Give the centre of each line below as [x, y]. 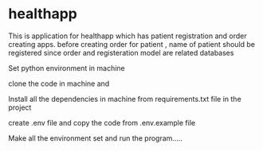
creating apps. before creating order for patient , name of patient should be [132, 44]
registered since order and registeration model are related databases [121, 52]
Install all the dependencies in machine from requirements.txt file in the [125, 99]
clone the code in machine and [59, 83]
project [20, 107]
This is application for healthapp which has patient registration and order [128, 36]
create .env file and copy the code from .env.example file [102, 122]
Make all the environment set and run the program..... [96, 138]
